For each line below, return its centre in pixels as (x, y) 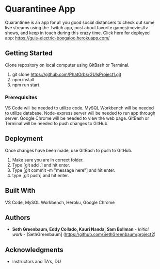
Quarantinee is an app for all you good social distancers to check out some (80, 22)
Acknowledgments (34, 250)
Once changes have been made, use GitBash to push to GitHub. (69, 150)
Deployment (24, 139)
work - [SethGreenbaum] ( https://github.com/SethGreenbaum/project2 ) (84, 234)
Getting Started (29, 53)
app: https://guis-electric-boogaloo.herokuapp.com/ (57, 38)
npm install (23, 79)
